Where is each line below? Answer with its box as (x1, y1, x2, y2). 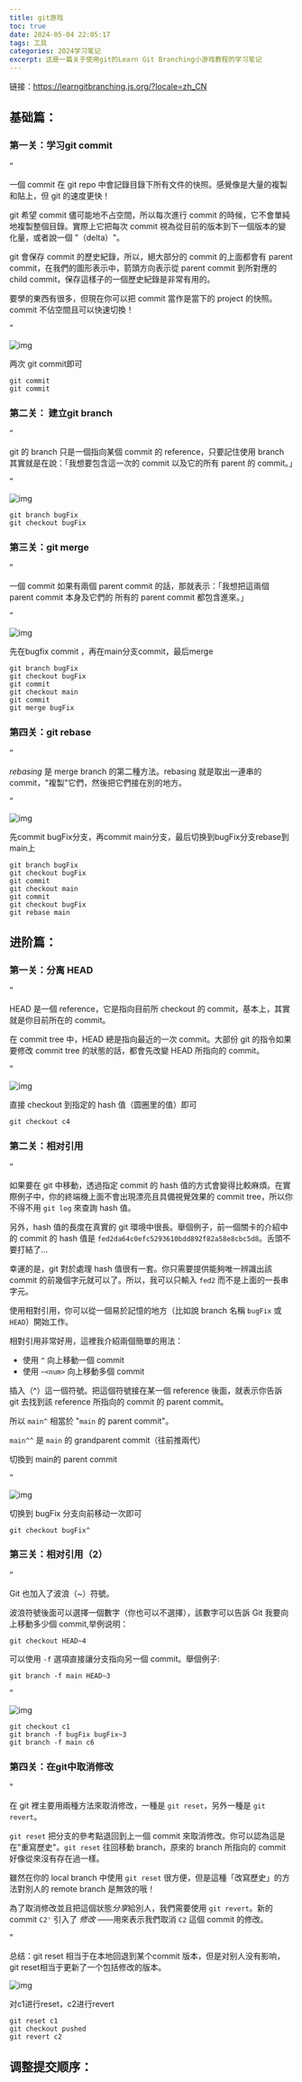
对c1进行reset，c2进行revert (9, 1999, 114, 2010)
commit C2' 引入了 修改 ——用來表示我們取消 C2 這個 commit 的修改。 (9, 1914, 269, 1925)
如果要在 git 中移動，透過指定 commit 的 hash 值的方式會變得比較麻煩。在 (9, 1179, 283, 1191)
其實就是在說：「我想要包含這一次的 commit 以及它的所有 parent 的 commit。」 (9, 457, 297, 468)
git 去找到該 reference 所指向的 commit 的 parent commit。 (9, 1396, 229, 1407)
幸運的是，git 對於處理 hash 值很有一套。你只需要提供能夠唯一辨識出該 (9, 1263, 273, 1274)
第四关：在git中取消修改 (9, 1760, 114, 1773)
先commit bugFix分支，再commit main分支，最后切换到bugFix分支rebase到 (9, 831, 290, 842)
